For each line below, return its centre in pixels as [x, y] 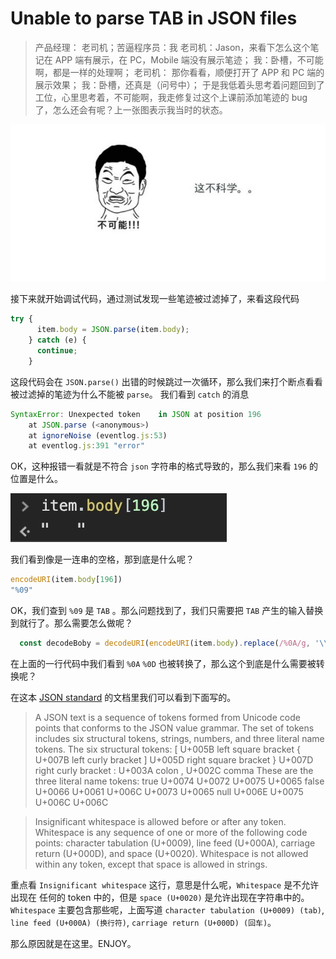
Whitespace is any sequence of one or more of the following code [171, 832]
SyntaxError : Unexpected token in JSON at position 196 [136, 414]
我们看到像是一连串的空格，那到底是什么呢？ [102, 559]
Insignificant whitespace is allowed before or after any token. [160, 821]
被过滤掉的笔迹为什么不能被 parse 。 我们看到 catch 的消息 [130, 394]
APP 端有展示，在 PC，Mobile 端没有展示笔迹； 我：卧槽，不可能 [189, 59]
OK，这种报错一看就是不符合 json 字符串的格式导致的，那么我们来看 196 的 [164, 466]
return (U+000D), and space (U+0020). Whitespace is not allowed [171, 853]
